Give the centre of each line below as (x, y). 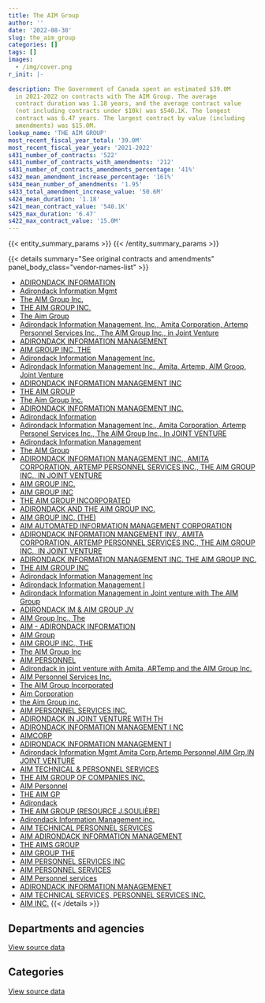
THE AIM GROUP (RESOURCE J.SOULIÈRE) (90, 811)
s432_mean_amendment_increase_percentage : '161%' (91, 177)
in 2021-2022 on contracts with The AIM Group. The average (116, 96)
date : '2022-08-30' (40, 30)
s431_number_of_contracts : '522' (63, 155)
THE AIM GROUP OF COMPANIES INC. (82, 778)
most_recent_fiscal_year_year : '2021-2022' (81, 148)
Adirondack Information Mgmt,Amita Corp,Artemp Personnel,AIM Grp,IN (137, 753)
